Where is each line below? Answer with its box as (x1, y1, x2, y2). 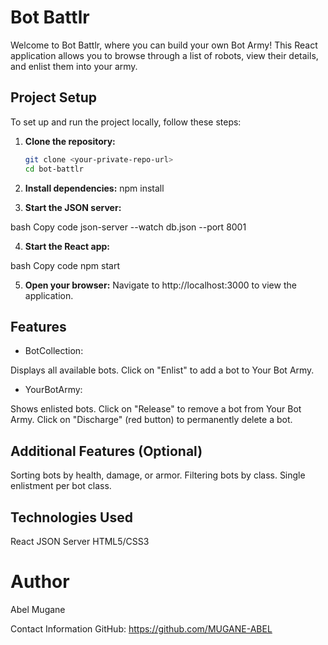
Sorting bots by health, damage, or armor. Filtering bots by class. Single (10, 469, 306, 481)
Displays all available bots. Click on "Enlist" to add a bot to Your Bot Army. (10, 364, 315, 376)
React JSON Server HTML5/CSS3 (10, 535, 150, 547)
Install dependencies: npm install (24, 182, 165, 194)
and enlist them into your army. (10, 60, 138, 72)
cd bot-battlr (24, 164, 84, 174)
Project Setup (10, 89, 98, 106)
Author (10, 571, 70, 593)
